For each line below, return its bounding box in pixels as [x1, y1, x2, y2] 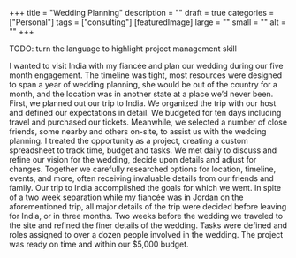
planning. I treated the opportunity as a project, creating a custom [9, 136, 249, 146]
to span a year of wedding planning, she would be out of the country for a [9, 80, 278, 89]
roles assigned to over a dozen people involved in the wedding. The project [9, 230, 284, 239]
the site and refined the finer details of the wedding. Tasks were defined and [9, 220, 288, 231]
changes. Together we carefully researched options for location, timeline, [9, 163, 277, 174]
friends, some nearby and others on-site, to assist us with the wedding [9, 126, 267, 136]
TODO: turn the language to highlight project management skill [9, 43, 237, 54]
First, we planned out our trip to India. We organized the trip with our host [9, 98, 277, 109]
